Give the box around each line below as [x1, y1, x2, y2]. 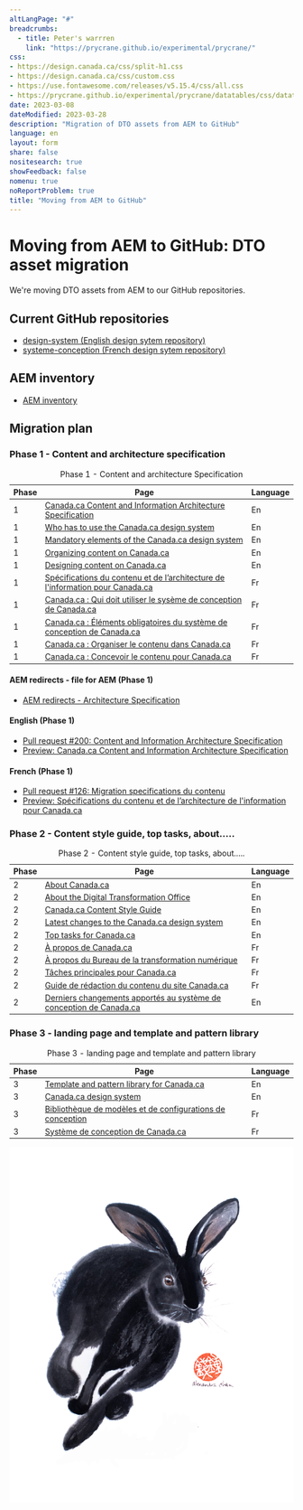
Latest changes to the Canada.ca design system [44, 917, 224, 928]
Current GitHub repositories [9, 311, 170, 326]
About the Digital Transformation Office [44, 891, 191, 903]
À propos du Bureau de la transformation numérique [44, 954, 238, 966]
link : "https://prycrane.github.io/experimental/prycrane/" [25, 43, 256, 52]
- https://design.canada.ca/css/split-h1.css [9, 62, 183, 71]
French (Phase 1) [9, 765, 74, 776]
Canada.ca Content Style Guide [44, 905, 162, 915]
